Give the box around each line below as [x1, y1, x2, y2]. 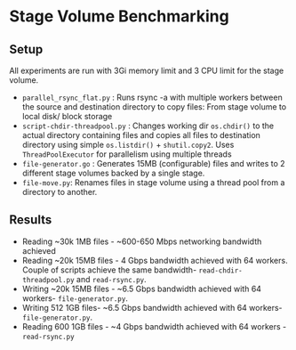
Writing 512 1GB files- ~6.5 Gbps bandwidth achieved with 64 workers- [21, 302, 283, 313]
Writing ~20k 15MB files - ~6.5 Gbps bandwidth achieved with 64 [21, 283, 262, 294]
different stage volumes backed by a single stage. [21, 167, 205, 178]
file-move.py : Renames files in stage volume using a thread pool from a [21, 177, 285, 188]
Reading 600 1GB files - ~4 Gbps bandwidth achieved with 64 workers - [21, 321, 287, 331]
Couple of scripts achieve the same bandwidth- [21, 265, 197, 275]
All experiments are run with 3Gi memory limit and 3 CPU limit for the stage [9, 65, 284, 76]
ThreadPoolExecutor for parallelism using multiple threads [21, 149, 233, 159]
